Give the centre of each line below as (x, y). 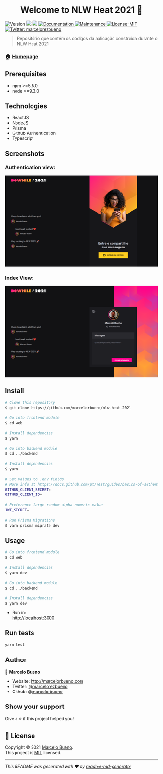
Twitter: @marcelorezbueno (40, 686)
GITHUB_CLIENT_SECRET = (28, 490)
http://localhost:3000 (33, 618)
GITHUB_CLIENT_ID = (24, 494)
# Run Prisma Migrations (30, 520)
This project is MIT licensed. (33, 753)
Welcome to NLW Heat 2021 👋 (81, 10)
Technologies (26, 106)
